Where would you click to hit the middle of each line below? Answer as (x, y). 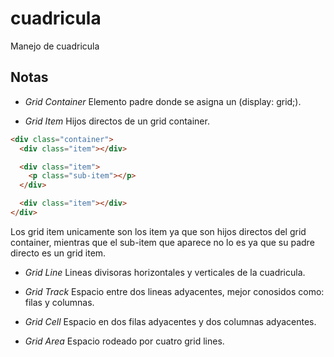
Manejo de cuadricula (55, 46)
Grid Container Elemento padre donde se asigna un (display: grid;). (163, 101)
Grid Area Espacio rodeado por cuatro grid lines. (124, 341)
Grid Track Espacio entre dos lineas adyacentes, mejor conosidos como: (174, 291)
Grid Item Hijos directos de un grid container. (117, 121)
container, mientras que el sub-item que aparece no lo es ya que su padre (162, 242)
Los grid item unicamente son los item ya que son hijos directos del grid (158, 231)
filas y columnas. (59, 302)
